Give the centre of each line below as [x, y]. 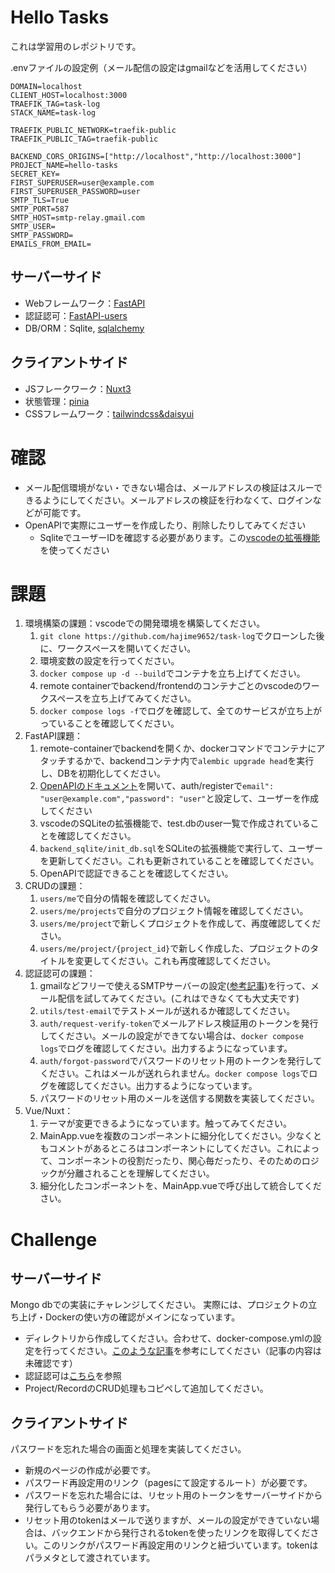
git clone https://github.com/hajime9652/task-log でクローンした [178, 636]
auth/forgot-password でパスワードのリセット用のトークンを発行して [181, 1061]
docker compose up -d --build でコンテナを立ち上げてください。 [172, 673]
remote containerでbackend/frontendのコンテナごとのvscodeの [171, 686]
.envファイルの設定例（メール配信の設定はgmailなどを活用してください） [161, 67]
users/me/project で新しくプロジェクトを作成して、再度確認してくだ [180, 923]
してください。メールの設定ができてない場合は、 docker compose [171, 1036]
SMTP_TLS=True [40, 200]
